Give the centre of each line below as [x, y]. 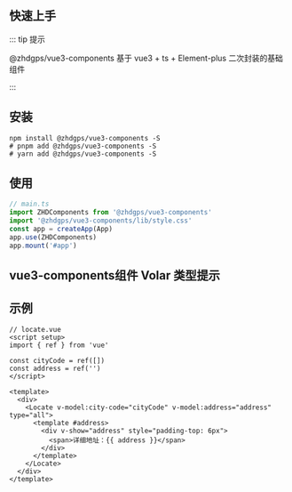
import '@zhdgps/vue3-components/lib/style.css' [101, 221]
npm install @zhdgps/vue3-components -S [85, 138]
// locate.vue [36, 329]
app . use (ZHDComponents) [53, 237]
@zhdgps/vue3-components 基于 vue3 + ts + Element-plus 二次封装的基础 [146, 58]
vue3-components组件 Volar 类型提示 [114, 275]
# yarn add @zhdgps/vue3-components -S [83, 154]
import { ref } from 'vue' [59, 345]
